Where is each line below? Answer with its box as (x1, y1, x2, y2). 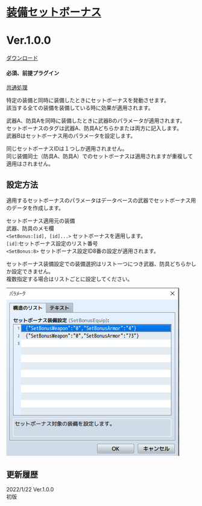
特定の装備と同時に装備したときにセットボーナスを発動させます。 (6, 97, 170, 104)
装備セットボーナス (6, 5, 102, 19)
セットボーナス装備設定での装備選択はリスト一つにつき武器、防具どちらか (6, 261, 191, 268)
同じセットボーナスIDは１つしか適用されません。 (6, 145, 128, 152)
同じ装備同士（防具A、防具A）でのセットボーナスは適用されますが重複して (6, 152, 193, 160)
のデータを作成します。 (6, 204, 65, 212)
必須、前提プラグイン (6, 69, 59, 76)
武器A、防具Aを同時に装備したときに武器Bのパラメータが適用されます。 (6, 117, 186, 125)
